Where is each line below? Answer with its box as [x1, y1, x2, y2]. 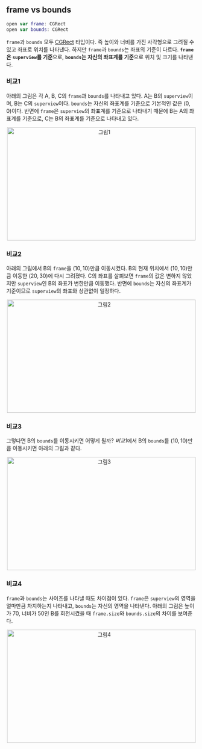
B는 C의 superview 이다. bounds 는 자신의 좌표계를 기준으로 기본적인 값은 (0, [14, 100, 191, 107]
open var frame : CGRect [6, 21, 66, 27]
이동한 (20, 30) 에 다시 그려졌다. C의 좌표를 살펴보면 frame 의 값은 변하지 [12, 272, 181, 279]
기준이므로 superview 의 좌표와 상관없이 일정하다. [6, 287, 121, 295]
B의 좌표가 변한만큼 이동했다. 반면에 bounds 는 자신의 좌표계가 [48, 280, 192, 287]
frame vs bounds [6, 5, 72, 15]
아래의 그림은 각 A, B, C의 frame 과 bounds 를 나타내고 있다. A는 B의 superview [6, 92, 189, 99]
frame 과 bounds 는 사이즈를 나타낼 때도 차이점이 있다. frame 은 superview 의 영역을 [6, 594, 196, 602]
